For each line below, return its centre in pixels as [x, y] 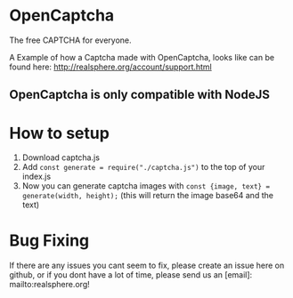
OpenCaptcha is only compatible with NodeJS [139, 95]
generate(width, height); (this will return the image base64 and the [148, 196]
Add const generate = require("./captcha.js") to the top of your [143, 167]
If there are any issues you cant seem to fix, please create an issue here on [147, 266]
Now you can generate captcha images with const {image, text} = [146, 186]
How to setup [59, 133]
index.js [37, 177]
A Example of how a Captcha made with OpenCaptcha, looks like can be [142, 57]
